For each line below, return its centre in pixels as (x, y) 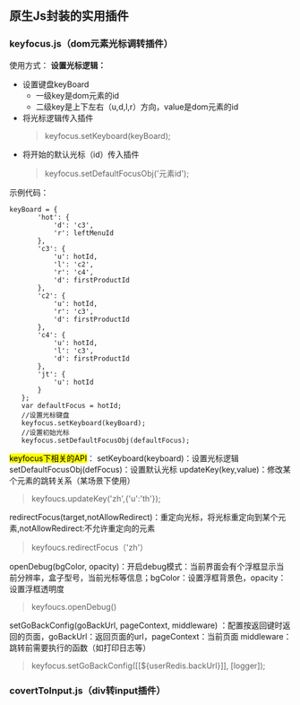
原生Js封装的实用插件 (69, 16)
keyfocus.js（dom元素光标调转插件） (91, 44)
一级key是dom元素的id (77, 95)
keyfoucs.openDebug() (74, 606)
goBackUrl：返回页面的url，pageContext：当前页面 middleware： (170, 636)
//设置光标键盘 (45, 415)
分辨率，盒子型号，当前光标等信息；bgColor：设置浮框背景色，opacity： (151, 578)
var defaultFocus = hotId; (72, 405)
